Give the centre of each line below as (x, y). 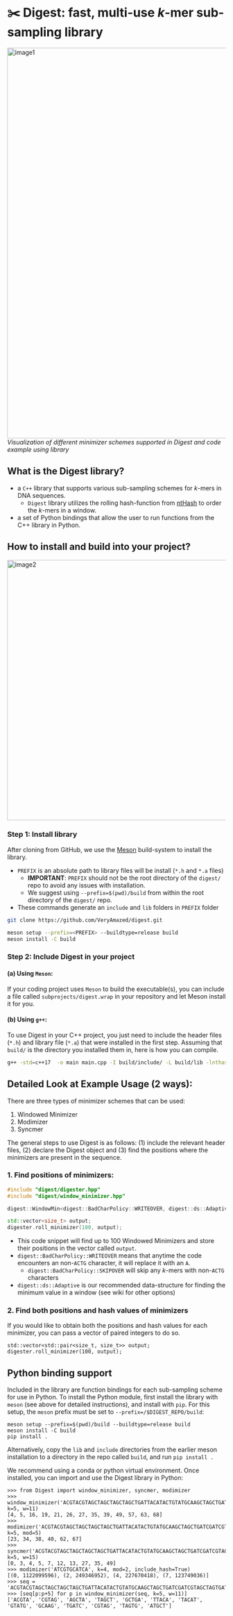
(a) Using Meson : (30, 973)
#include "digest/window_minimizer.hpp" (67, 1196)
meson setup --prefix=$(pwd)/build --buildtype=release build (99, 1425)
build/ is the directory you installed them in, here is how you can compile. (113, 1049)
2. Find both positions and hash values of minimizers (98, 1310)
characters (43, 1278)
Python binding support (60, 1373)
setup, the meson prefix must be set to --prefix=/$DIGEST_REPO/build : (106, 1412)
